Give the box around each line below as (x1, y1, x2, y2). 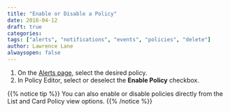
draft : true (7, 23, 42, 30)
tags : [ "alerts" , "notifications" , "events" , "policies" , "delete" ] (7, 36, 211, 43)
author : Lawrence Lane (7, 43, 73, 50)
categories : (7, 29, 42, 37)
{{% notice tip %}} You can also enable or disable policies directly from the (7, 89, 224, 98)
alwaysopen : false (7, 50, 61, 57)
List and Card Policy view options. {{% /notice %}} (7, 97, 152, 105)
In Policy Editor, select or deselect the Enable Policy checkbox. (17, 76, 200, 84)
